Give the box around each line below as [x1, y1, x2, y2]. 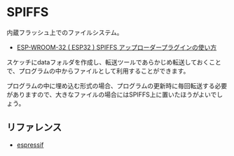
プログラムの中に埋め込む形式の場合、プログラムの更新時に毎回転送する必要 [6, 81, 228, 90]
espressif [16, 141, 44, 149]
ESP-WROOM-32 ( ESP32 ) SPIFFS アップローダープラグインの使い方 [16, 43, 217, 51]
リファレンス [6, 122, 62, 134]
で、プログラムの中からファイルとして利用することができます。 [6, 66, 190, 75]
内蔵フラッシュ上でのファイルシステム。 [6, 28, 123, 36]
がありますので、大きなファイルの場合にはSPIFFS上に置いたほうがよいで [6, 90, 217, 99]
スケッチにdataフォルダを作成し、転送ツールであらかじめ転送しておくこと [6, 57, 221, 66]
